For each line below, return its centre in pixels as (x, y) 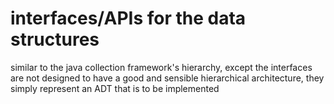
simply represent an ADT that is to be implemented (115, 88)
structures (55, 39)
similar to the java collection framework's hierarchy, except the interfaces (161, 67)
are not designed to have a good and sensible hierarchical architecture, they (167, 78)
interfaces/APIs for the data (128, 18)
